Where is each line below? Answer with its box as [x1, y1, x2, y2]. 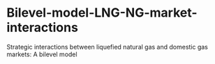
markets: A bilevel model [6, 50, 77, 58]
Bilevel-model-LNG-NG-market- [6, 5, 198, 21]
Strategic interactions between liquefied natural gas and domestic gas [6, 42, 209, 51]
